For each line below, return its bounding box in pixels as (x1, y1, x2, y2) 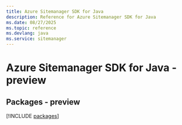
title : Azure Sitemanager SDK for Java (6, 8, 104, 15)
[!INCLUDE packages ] (6, 113, 59, 119)
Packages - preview (6, 97, 80, 107)
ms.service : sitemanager (6, 36, 67, 42)
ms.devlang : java (6, 31, 49, 36)
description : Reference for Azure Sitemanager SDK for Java (6, 14, 157, 20)
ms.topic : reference (6, 25, 57, 31)
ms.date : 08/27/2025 (6, 19, 57, 25)
